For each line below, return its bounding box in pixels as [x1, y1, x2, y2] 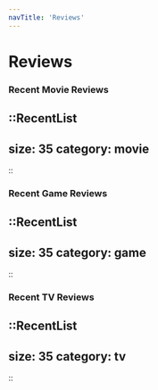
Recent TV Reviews [8, 291, 95, 303]
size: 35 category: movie [8, 141, 150, 156]
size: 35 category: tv [8, 349, 127, 364]
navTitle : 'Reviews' [8, 12, 86, 22]
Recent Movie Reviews [8, 83, 109, 95]
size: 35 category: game [8, 245, 146, 260]
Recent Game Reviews [8, 187, 108, 199]
